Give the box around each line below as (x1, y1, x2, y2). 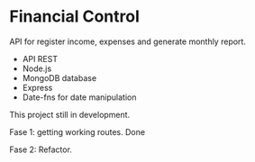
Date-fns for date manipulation (22, 92, 137, 103)
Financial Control (9, 6, 140, 27)
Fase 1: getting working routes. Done (9, 126, 146, 137)
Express (22, 82, 53, 93)
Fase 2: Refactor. (9, 144, 72, 155)
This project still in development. (9, 109, 131, 120)
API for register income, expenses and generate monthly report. (9, 36, 246, 47)
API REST (22, 53, 59, 64)
